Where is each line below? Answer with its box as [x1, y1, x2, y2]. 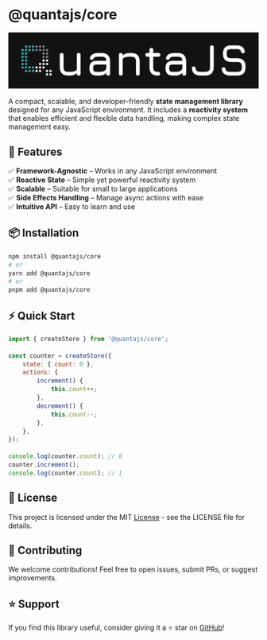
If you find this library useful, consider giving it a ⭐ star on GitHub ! [8, 623, 225, 633]
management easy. [8, 122, 72, 132]
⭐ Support [8, 597, 60, 611]
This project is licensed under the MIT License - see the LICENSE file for [8, 512, 245, 522]
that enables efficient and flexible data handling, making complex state [8, 114, 240, 123]
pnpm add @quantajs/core [8, 286, 91, 294]
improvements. [8, 573, 57, 583]
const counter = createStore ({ [8, 351, 112, 359]
